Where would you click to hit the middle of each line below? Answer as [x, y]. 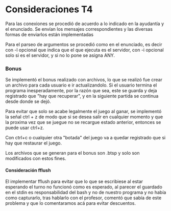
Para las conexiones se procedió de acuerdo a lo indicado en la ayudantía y [85, 24]
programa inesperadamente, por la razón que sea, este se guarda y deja [81, 91]
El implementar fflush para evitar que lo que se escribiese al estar [74, 182]
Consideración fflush [28, 170]
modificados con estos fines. [36, 159]
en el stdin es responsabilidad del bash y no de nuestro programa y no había [86, 193]
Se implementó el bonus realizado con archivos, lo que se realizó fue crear [84, 80]
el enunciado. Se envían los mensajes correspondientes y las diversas [79, 29]
